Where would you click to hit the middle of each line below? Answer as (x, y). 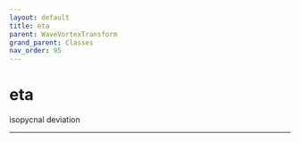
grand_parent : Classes (51, 42)
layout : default (39, 17)
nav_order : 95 (36, 51)
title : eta (29, 26)
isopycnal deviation (45, 120)
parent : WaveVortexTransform (63, 34)
